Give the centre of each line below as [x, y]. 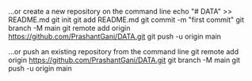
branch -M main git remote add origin [69, 28]
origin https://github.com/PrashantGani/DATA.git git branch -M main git [124, 60]
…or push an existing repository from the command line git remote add [124, 52]
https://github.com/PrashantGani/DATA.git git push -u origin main [115, 36]
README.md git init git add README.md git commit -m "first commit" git [126, 20]
